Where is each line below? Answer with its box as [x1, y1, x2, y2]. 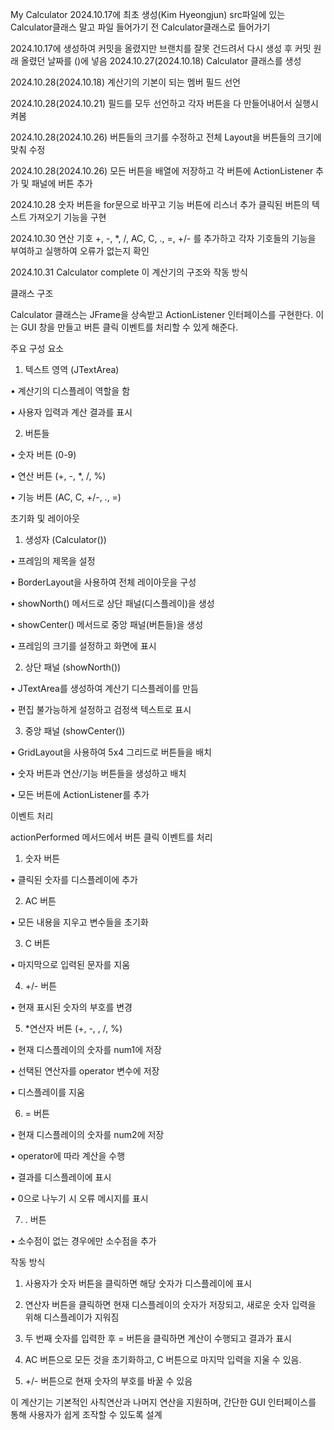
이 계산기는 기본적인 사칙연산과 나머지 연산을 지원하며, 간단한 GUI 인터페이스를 [10, 1396, 317, 1408]
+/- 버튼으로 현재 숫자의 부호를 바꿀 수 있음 [24, 1375, 193, 1387]
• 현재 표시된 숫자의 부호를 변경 [10, 1001, 133, 1013]
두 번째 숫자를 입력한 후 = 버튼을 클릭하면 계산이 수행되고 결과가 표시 [24, 1333, 292, 1344]
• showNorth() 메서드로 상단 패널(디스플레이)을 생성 [10, 598, 215, 609]
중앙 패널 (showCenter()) [24, 725, 126, 737]
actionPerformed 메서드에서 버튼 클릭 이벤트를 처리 [10, 831, 213, 843]
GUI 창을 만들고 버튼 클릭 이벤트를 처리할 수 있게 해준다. [20, 321, 239, 333]
